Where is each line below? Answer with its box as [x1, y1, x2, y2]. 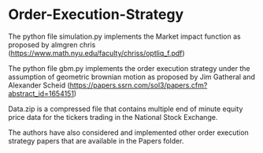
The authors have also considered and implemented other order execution [8, 128, 250, 137]
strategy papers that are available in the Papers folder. [8, 136, 184, 145]
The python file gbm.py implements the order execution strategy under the [8, 63, 250, 73]
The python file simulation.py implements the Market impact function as [8, 32, 242, 41]
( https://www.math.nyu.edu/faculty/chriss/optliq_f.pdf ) [8, 48, 185, 58]
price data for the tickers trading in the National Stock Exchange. [8, 112, 218, 121]
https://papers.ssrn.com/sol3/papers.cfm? [69, 80, 208, 90]
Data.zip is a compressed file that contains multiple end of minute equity [8, 104, 243, 114]
